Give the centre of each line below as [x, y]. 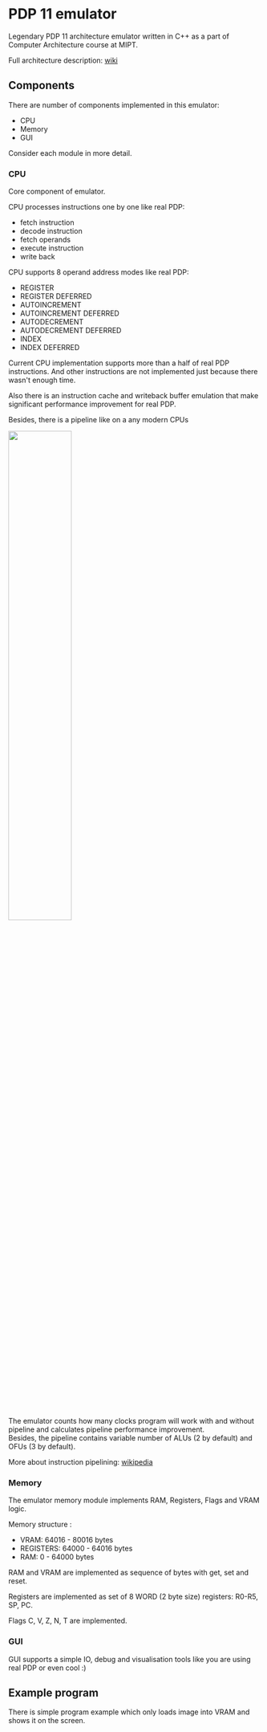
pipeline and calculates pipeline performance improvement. [107, 1429]
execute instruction [52, 248]
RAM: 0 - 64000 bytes [57, 1557]
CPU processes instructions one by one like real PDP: [97, 207]
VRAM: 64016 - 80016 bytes [67, 1540]
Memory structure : [40, 1524]
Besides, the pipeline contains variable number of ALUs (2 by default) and [130, 1438]
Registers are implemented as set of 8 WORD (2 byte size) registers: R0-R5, [133, 1597]
